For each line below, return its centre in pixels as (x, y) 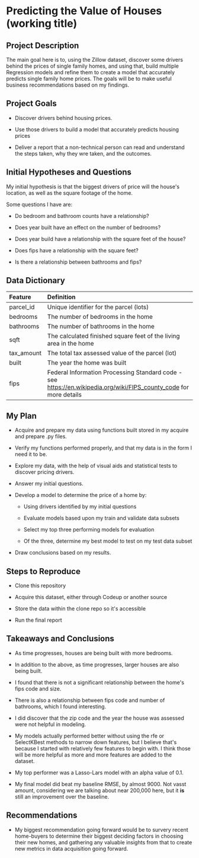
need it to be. (31, 454)
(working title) (42, 23)
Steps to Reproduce (44, 571)
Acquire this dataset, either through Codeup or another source (91, 597)
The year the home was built (87, 363)
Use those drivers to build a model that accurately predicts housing (97, 129)
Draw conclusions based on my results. (63, 553)
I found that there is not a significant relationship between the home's (99, 682)
